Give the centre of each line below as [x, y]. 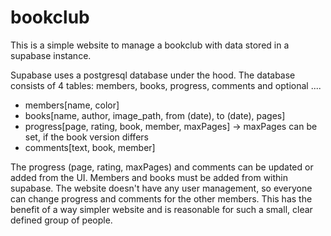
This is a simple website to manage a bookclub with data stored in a [150, 45]
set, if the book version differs [86, 137]
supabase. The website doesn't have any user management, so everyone [161, 188]
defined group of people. [61, 220]
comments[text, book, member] [90, 147]
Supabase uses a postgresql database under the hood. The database [153, 75]
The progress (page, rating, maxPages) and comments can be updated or [162, 167]
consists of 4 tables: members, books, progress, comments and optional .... [166, 85]
